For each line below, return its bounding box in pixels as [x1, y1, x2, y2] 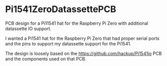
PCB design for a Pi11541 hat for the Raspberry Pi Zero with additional [5, 20, 148, 26]
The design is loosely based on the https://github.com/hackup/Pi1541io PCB [5, 50, 162, 56]
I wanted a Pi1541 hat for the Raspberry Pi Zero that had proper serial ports [5, 35, 159, 41]
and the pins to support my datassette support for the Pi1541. [5, 40, 131, 46]
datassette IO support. [5, 25, 52, 31]
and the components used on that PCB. [5, 55, 87, 61]
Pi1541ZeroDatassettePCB [5, 4, 116, 15]
